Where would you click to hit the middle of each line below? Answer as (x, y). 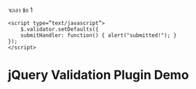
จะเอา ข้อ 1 (21, 10)
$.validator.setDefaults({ (60, 29)
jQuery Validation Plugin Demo (98, 75)
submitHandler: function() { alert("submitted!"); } (99, 35)
